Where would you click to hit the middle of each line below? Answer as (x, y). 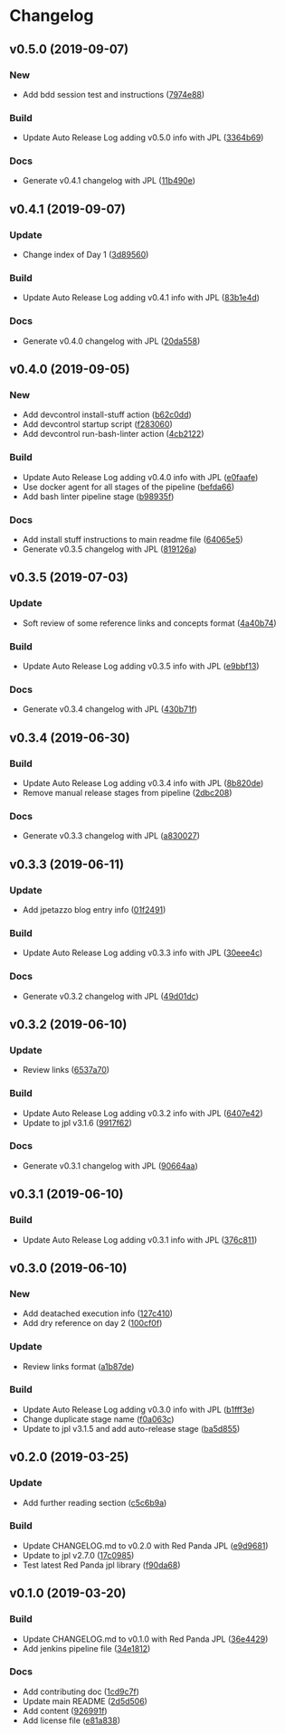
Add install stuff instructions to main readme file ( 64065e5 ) (133, 540)
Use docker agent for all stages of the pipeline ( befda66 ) (128, 487)
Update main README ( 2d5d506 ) (85, 1701)
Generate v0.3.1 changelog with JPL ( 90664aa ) (110, 1165)
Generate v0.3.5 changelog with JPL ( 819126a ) (109, 549)
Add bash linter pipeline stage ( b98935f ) (98, 496)
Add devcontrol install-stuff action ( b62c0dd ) (107, 415)
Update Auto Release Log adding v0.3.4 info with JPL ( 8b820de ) (143, 783)
